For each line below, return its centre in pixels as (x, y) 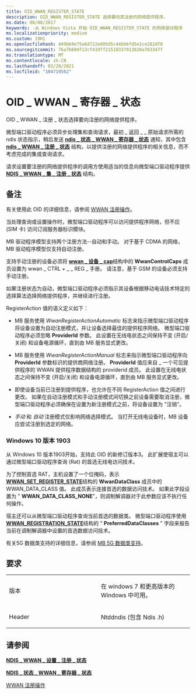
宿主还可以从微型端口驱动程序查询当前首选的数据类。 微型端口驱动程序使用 (96, 516)
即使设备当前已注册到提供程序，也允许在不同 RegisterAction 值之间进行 (100, 389)
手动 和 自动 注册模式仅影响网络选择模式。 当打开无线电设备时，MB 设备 (101, 416)
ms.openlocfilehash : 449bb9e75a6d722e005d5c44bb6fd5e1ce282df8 (85, 45)
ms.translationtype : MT (35, 55)
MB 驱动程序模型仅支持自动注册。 (47, 249)
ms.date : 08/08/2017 (31, 22)
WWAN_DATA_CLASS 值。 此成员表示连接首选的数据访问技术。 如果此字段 (95, 489)
